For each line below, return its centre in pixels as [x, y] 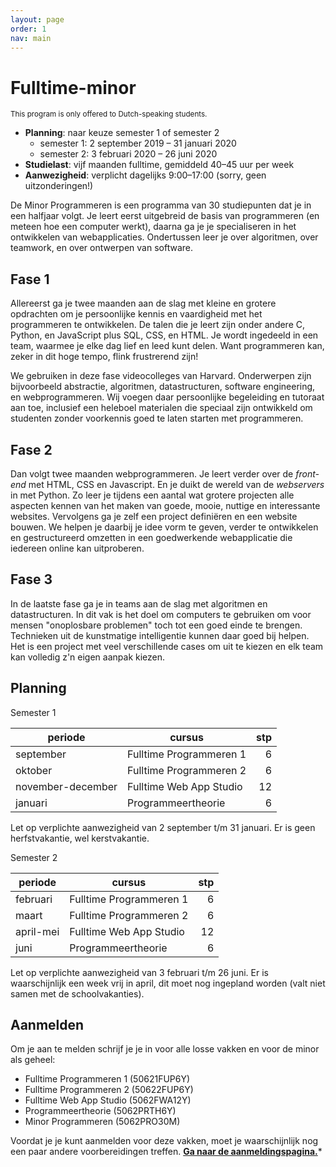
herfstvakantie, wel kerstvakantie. [80, 838]
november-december [66, 786]
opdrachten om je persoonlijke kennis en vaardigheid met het [136, 314]
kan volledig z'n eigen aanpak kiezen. [88, 657]
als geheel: [33, 1060]
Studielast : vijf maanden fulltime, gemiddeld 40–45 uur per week [159, 165]
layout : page [37, 19]
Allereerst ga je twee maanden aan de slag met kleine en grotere [143, 303]
